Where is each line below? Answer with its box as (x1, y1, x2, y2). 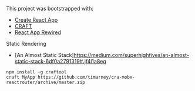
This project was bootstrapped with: (6, 5, 94, 12)
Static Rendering (6, 41, 47, 47)
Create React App (14, 16, 58, 23)
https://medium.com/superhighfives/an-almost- (73, 52, 190, 58)
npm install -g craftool (6, 69, 67, 75)
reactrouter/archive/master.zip (6, 79, 85, 85)
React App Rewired (14, 29, 62, 36)
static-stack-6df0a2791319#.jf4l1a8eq (14, 58, 107, 65)
